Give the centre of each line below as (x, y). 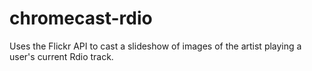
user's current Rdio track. (61, 56)
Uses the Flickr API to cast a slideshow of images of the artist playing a (155, 46)
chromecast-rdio (81, 18)
